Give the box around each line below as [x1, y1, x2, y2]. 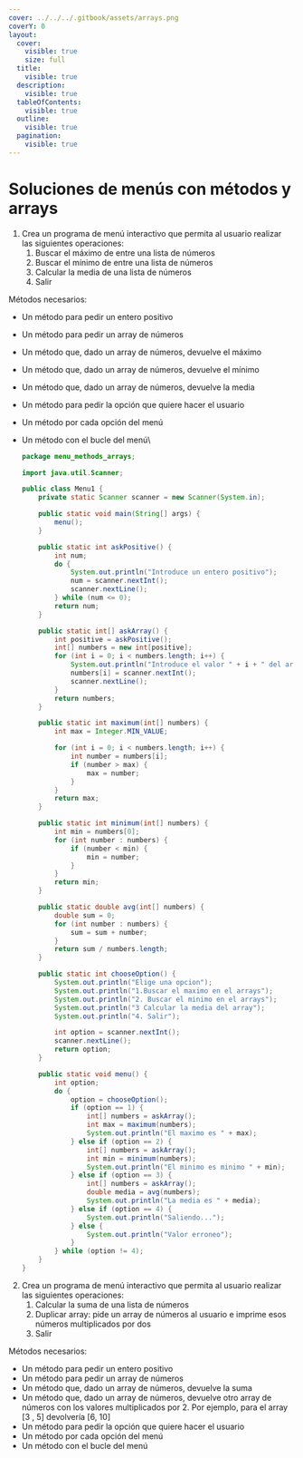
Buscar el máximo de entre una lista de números [34, 247, 216, 258]
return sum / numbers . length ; [54, 945, 168, 954]
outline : [16, 114, 50, 123]
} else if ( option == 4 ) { [70, 1204, 173, 1213]
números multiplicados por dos [34, 1318, 151, 1329]
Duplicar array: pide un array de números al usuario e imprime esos [34, 1308, 287, 1319]
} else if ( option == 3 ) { [70, 1171, 173, 1180]
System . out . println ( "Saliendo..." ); [86, 1212, 225, 1222]
